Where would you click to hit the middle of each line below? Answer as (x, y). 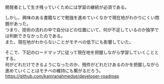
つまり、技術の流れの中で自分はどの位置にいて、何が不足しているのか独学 (80, 30)
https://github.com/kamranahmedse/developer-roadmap (62, 76)
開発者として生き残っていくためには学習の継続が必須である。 (67, 7)
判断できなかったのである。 (37, 36)
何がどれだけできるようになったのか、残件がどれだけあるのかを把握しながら (82, 64)
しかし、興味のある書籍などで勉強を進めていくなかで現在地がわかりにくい (80, 18)
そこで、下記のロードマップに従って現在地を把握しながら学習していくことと (82, 52)
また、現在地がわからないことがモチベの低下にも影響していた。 (69, 42)
